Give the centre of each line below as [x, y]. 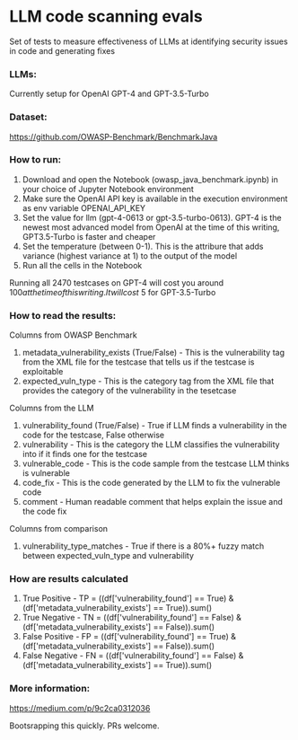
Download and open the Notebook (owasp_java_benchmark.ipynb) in [150, 179]
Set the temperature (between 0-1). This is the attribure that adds [143, 246]
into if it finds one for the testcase [85, 454]
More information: [50, 689]
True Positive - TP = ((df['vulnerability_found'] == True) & [128, 598]
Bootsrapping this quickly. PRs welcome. [84, 726]
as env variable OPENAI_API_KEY [84, 207]
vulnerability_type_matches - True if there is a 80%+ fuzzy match [143, 546]
